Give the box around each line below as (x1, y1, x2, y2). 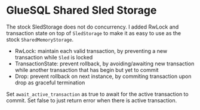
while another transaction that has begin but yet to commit (14, 66, 159, 73)
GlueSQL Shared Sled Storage (6, 4, 157, 17)
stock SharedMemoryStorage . (6, 36, 73, 43)
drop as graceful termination (14, 78, 85, 86)
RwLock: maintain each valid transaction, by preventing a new (14, 47, 168, 54)
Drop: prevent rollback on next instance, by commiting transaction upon (14, 73, 192, 80)
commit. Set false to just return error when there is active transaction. (6, 96, 177, 104)
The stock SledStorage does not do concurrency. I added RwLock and (6, 23, 179, 30)
